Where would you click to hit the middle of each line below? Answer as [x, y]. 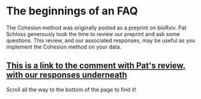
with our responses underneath [67, 75]
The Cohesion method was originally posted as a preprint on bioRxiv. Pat [96, 28]
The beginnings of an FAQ [72, 11]
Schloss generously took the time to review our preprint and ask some [93, 34]
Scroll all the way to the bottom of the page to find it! [71, 89]
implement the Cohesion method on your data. [64, 47]
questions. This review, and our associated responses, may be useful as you [101, 40]
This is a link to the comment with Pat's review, [96, 66]
